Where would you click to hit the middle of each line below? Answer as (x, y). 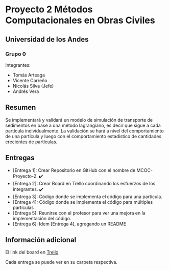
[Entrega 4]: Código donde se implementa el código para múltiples (83, 202)
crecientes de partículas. (31, 142)
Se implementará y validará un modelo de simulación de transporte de (79, 120)
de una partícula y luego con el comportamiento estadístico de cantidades (83, 136)
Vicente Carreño (30, 80)
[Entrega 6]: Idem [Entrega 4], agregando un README (69, 224)
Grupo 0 (16, 54)
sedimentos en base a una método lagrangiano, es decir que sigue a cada (83, 125)
